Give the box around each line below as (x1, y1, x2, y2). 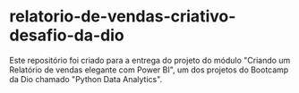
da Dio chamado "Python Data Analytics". (9, 73, 163, 84)
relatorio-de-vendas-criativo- (9, 6, 236, 27)
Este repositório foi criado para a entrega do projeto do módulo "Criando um (9, 55, 291, 65)
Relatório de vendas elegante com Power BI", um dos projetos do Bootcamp (9, 64, 289, 75)
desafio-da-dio (9, 25, 124, 46)
